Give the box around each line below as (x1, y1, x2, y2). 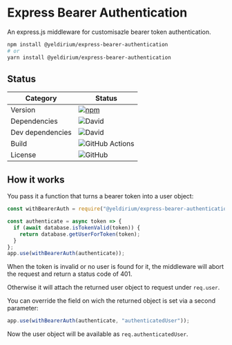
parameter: (7, 304, 39, 313)
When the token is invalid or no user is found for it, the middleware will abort (7, 263, 224, 271)
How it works (7, 174, 65, 185)
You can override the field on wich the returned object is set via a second (7, 297, 216, 305)
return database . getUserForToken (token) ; (19, 230, 140, 238)
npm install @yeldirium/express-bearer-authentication (7, 41, 168, 48)
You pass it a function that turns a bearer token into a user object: (7, 192, 194, 201)
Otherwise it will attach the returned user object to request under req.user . (7, 283, 220, 292)
